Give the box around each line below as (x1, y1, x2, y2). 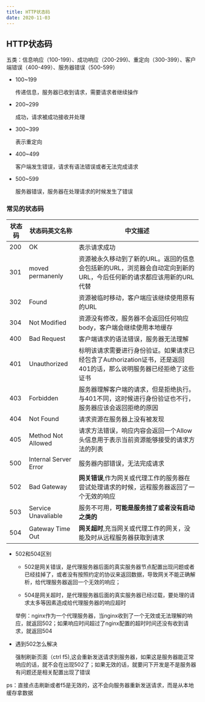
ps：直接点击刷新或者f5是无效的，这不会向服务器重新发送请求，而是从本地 (6, 681, 194, 689)
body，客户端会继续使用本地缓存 (78, 323, 173, 332)
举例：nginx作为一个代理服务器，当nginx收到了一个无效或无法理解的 (15, 612, 188, 619)
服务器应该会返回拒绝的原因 (78, 403, 159, 412)
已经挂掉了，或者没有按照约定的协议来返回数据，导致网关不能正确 (24, 571, 190, 578)
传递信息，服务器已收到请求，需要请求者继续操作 (15, 89, 138, 96)
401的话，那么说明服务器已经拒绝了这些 (78, 364, 195, 373)
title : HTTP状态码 (6, 9, 51, 15)
